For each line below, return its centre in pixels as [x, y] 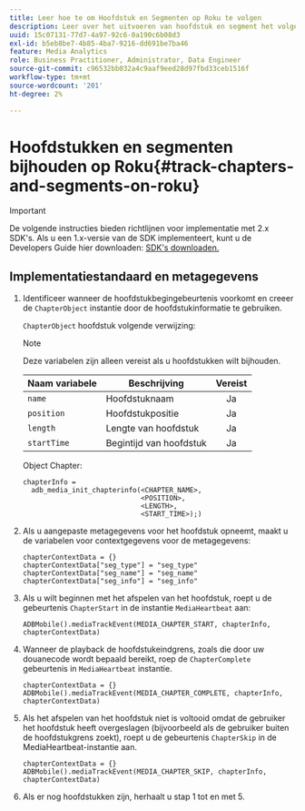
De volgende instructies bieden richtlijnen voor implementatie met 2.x [139, 228]
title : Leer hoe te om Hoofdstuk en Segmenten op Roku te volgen [135, 18]
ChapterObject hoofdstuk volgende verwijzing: [109, 326]
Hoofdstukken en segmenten [121, 147]
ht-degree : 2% [36, 94]
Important [28, 211]
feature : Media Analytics [58, 52]
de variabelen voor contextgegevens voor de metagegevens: [137, 541]
